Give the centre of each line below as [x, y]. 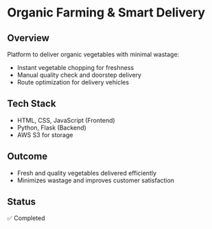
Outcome [27, 157]
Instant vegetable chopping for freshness [75, 68]
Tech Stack [32, 104]
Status [22, 202]
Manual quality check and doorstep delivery [79, 75]
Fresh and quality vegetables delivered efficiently [86, 173]
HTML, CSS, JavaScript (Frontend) [66, 120]
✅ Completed [26, 218]
